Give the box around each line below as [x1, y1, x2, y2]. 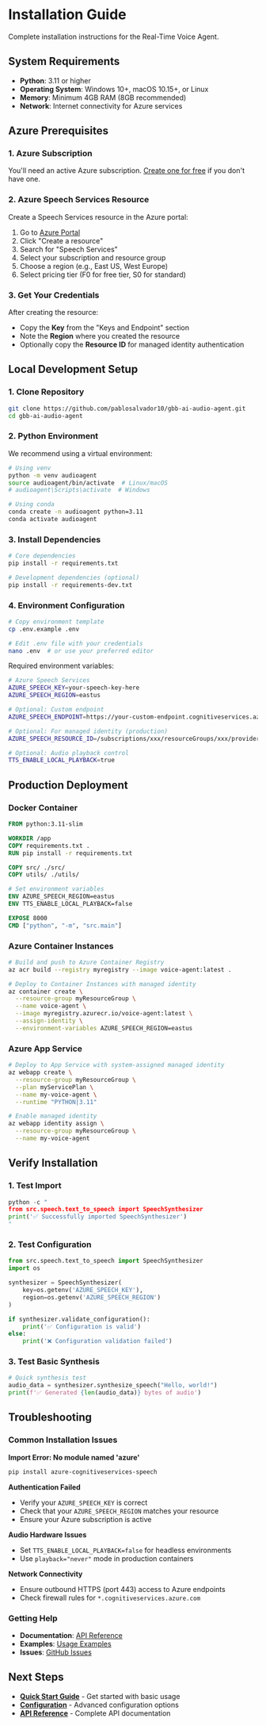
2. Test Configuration [8, 1239, 93, 1250]
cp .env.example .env [8, 625, 80, 633]
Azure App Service [8, 1043, 83, 1054]
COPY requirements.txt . [8, 842, 90, 850]
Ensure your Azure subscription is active [19, 1514, 152, 1524]
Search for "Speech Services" [19, 244, 119, 254]
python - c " [8, 1198, 47, 1206]
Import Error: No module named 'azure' [8, 1452, 140, 1462]
